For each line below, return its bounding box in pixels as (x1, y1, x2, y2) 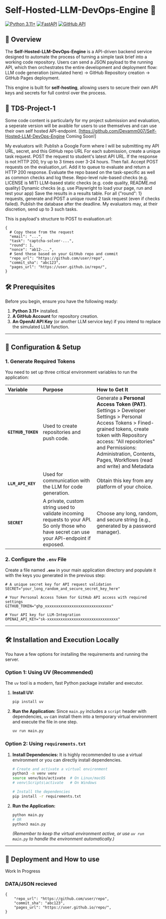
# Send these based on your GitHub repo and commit (9, 251, 119, 256)
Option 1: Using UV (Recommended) (5, 669, 93, 676)
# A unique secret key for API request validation (5, 582, 112, 587)
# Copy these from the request (9, 229, 74, 235)
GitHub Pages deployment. (5, 74, 60, 81)
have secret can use (42, 529, 90, 536)
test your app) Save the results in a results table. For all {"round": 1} (5, 190, 142, 196)
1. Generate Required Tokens (5, 357, 76, 364)
